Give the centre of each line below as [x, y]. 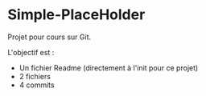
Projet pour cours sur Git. [49, 37]
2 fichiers [35, 76]
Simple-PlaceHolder [76, 15]
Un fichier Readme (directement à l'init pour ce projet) [109, 68]
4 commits [37, 85]
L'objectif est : [31, 52]
